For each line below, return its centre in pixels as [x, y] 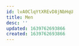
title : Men [20, 17]
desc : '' [17, 23]
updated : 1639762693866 [36, 28]
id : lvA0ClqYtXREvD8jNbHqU [40, 12]
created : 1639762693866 [36, 34]
